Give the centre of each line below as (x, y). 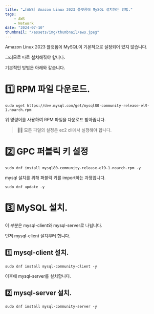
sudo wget (15, 106)
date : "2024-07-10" (25, 28)
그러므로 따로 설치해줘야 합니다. (35, 57)
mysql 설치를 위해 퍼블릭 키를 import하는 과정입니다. (55, 178)
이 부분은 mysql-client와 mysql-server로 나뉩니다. (54, 225)
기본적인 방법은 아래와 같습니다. (35, 67)
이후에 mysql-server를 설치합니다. (38, 276)
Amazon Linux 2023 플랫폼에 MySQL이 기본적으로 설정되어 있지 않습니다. (76, 47)
